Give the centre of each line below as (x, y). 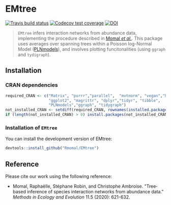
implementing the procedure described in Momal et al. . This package (90, 38)
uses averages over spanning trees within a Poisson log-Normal (85, 43)
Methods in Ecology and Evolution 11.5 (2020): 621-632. (72, 197)
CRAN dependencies (32, 85)
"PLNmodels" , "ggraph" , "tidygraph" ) (87, 105)
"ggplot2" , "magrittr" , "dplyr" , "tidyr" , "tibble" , (104, 100)
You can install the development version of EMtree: (59, 139)
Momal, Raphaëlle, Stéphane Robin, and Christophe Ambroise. (78, 186)
